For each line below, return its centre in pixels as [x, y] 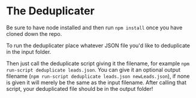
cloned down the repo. [34, 33]
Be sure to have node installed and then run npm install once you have [94, 27]
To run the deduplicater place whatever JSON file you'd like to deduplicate [98, 45]
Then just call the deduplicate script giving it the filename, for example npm [98, 63]
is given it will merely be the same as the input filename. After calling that [97, 82]
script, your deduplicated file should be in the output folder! [80, 88]
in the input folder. [29, 51]
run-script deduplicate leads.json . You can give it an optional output [94, 69]
